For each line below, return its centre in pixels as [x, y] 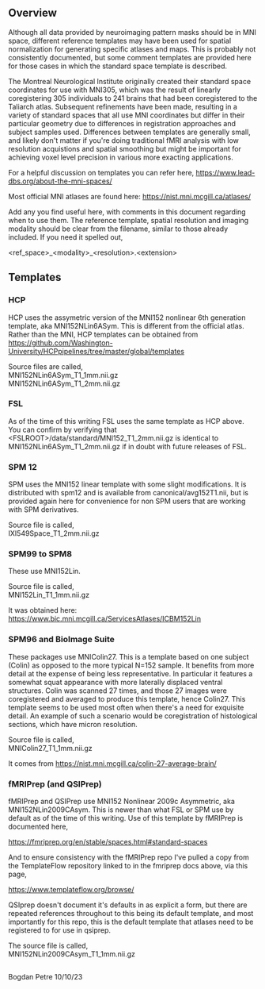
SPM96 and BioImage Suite [61, 640]
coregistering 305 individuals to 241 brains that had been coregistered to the [133, 98]
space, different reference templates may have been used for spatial [120, 40]
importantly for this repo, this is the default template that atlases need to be [131, 922]
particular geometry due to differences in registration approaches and [122, 123]
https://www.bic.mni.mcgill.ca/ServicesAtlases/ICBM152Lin [105, 619]
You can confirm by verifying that [62, 429]
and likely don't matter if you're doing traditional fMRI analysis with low [124, 140]
